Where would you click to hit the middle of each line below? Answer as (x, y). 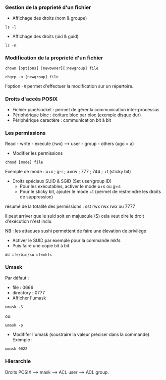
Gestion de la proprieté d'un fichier (48, 7)
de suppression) (36, 197)
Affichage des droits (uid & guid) (45, 37)
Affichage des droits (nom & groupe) (50, 18)
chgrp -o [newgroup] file (32, 77)
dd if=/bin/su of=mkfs (28, 255)
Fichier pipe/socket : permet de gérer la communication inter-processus (86, 109)
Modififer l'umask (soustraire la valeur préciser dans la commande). (82, 334)
